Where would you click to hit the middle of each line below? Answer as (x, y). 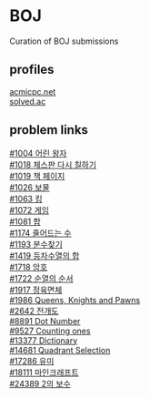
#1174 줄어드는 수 (40, 232)
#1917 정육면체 (36, 290)
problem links (49, 130)
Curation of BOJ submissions (64, 41)
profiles (32, 70)
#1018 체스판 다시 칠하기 (53, 164)
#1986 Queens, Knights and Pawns (75, 300)
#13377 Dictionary (44, 340)
